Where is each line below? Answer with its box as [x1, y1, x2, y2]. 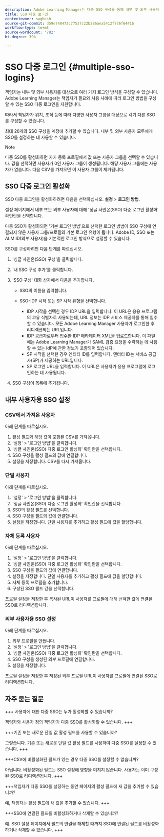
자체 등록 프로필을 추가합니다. [12, 579, 69, 585]
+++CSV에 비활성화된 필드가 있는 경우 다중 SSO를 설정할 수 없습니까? [5, 757, 139, 763]
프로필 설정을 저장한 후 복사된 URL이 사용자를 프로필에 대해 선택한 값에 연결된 [5, 596, 153, 602]
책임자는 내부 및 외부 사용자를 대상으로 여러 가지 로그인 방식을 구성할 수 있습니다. [5, 89, 159, 95]
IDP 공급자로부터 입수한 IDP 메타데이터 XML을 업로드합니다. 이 [26, 333, 146, 339]
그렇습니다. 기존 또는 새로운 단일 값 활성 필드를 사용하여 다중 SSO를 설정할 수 [5, 740, 152, 746]
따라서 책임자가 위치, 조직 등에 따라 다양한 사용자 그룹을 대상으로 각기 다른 [5, 111, 145, 118]
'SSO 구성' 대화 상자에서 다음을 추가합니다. [12, 277, 94, 283]
